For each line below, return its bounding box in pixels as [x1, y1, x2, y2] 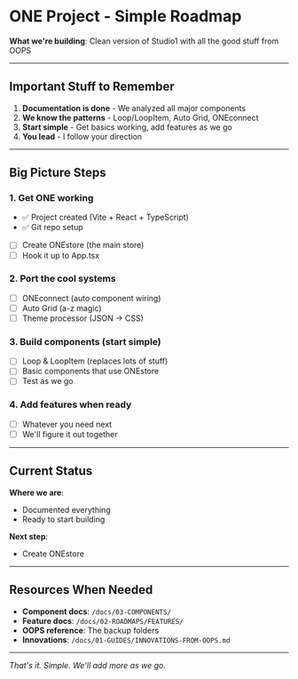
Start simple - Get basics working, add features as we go [21, 122, 232, 132]
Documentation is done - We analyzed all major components [21, 102, 247, 113]
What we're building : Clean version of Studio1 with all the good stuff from [9, 36, 279, 46]
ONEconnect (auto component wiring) [21, 292, 161, 303]
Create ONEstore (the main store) [21, 240, 145, 251]
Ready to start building [21, 514, 106, 524]
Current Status [9, 464, 93, 479]
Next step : [9, 531, 49, 541]
